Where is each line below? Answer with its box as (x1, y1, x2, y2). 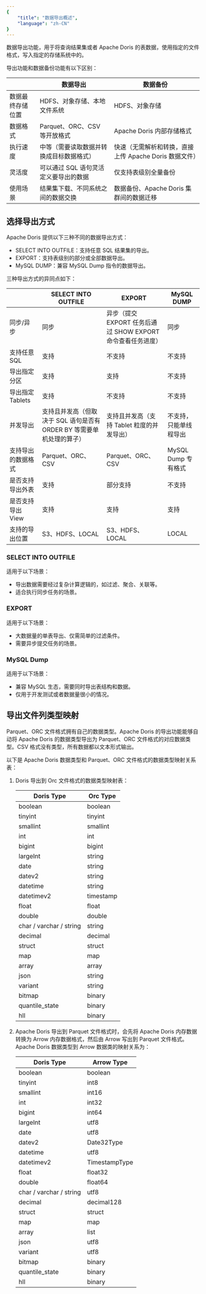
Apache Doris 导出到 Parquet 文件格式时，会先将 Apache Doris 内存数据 (15, 1027, 197, 1035)
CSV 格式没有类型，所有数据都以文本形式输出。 (17, 743, 137, 750)
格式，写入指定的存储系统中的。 (6, 51, 87, 59)
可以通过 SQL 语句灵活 (39, 164, 105, 172)
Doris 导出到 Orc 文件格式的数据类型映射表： (15, 777, 129, 784)
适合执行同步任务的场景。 (15, 588, 80, 596)
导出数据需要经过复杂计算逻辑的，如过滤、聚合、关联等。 (15, 580, 161, 588)
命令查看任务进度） (106, 337, 162, 345)
